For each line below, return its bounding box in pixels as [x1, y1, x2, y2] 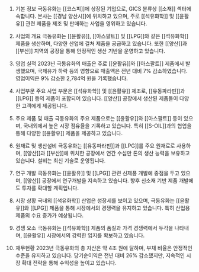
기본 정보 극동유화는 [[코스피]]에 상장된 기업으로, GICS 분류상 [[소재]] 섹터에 [15, 5, 192, 12]
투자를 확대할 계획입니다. [21, 184, 79, 191]
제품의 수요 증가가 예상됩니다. [15, 212, 84, 219]
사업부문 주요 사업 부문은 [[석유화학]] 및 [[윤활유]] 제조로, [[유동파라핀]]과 [15, 88, 185, 94]
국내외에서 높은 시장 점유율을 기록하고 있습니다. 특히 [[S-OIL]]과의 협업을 [23, 122, 192, 129]
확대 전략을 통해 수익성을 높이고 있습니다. [21, 260, 117, 266]
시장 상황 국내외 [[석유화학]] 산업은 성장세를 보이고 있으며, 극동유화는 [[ [15, 197, 180, 204]
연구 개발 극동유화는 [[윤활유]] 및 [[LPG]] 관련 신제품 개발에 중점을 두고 [15, 169, 180, 177]
